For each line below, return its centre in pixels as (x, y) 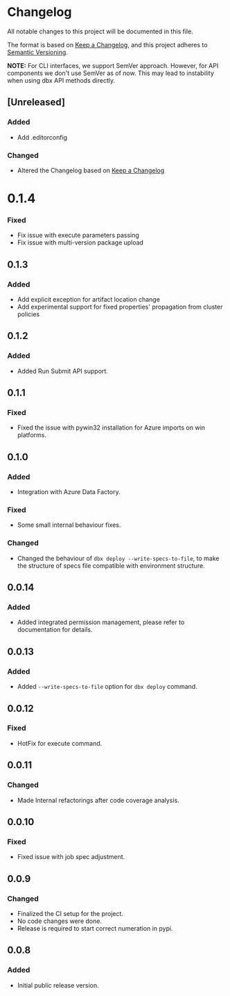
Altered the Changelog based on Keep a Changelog (91, 170)
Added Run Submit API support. (63, 371)
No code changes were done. (60, 921)
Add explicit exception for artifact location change (89, 300)
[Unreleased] (36, 103)
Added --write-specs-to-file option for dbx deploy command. (107, 687)
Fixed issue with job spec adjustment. (71, 857)
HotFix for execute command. (60, 743)
